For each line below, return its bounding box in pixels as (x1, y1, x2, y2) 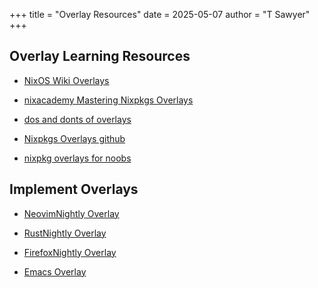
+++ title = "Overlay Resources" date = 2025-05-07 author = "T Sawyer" (9, 9, 311, 20)
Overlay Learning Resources (9, 48, 191, 65)
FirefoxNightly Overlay (23, 246, 117, 258)
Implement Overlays (9, 181, 139, 198)
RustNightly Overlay (23, 227, 107, 239)
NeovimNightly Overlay (23, 207, 120, 219)
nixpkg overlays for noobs (23, 152, 132, 164)
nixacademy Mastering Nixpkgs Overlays (23, 94, 194, 106)
